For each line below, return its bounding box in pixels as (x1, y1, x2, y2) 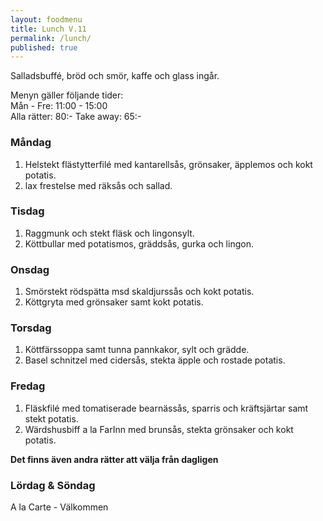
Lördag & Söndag (10, 478, 96, 492)
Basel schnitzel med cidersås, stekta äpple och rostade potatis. (24, 354, 286, 366)
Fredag (10, 379, 46, 393)
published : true (10, 42, 78, 53)
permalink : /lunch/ (10, 33, 92, 43)
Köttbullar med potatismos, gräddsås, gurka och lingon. (24, 237, 254, 250)
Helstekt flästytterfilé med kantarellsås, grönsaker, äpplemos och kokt (24, 158, 313, 170)
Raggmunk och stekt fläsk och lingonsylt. (24, 227, 195, 239)
